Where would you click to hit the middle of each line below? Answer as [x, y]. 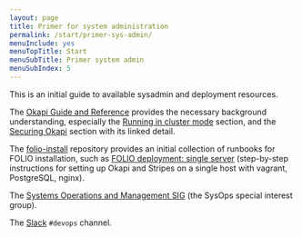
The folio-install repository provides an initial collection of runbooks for [142, 148]
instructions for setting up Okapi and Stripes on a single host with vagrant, [149, 168]
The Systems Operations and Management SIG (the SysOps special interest [151, 195]
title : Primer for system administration [89, 26]
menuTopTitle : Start [49, 52]
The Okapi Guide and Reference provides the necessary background [138, 112]
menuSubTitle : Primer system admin [77, 60]
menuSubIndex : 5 [40, 69]
